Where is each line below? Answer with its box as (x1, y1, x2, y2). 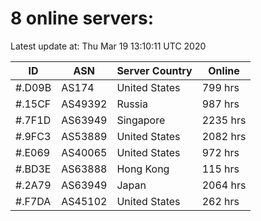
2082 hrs (201, 129, 247, 143)
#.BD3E (15, 162, 52, 176)
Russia (116, 97, 148, 111)
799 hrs (201, 80, 240, 94)
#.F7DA (15, 194, 52, 208)
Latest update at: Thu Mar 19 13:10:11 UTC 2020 (10, 40, 207, 52)
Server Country (116, 63, 193, 77)
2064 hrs (201, 178, 247, 192)
